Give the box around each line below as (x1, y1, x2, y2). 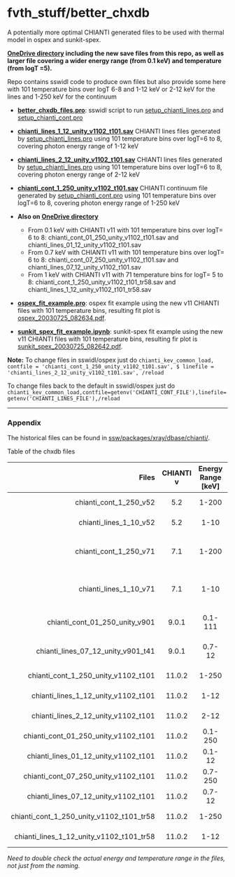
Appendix (7, 418, 42, 428)
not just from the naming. (7, 862, 80, 870)
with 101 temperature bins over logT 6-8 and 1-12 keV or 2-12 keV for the (7, 85, 215, 93)
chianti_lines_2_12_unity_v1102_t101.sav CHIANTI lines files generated (17, 155, 222, 164)
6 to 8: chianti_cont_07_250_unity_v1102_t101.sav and (27, 255, 179, 264)
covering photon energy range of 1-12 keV (17, 141, 138, 150)
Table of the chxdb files (7, 447, 76, 456)
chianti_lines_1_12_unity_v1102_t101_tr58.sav (27, 285, 152, 293)
